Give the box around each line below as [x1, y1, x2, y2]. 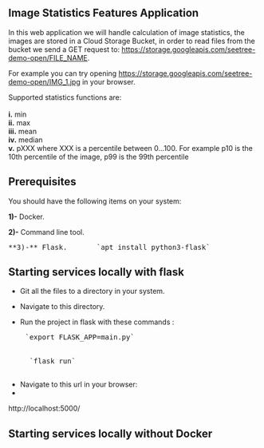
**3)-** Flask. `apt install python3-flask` [8, 243, 211, 252]
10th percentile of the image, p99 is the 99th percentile [8, 152, 189, 161]
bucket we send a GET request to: [8, 44, 120, 54]
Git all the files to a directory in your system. [19, 287, 165, 296]
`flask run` [29, 357, 76, 366]
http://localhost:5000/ [8, 403, 81, 414]
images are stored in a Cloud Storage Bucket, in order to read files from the [8, 36, 255, 46]
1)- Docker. [8, 212, 45, 221]
